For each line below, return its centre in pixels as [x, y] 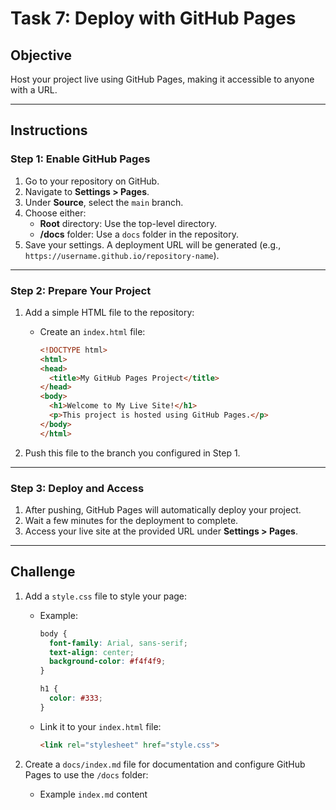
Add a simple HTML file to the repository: [109, 312]
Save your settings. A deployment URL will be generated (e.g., [153, 244]
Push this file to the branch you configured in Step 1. [132, 453]
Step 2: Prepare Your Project [81, 290]
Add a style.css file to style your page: [106, 596]
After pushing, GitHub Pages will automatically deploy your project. [163, 510]
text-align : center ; [91, 652]
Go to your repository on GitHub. [92, 181]
